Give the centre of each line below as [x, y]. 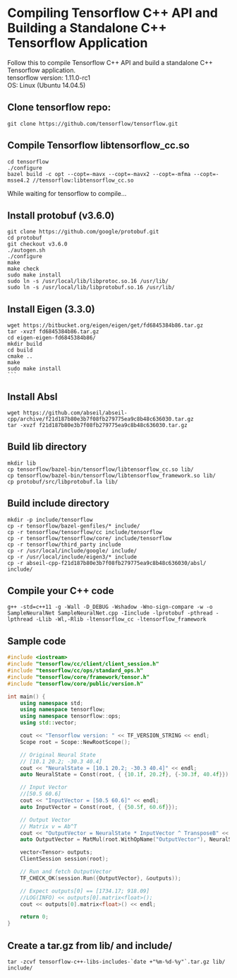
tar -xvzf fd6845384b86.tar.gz [53, 332]
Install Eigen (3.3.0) [51, 309]
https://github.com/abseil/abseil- [75, 413]
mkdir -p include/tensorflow [50, 520]
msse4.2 [19, 180]
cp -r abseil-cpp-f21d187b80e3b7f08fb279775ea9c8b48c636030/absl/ [107, 563]
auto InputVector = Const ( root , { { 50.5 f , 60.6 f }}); [99, 807]
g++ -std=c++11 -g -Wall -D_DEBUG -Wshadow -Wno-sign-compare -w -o [110, 607]
